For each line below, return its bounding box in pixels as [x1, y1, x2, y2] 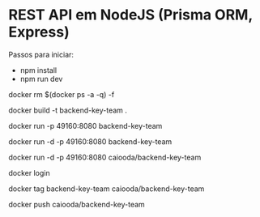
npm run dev [19, 74, 63, 83]
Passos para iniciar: [8, 49, 75, 59]
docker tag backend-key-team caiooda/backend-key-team [8, 184, 205, 194]
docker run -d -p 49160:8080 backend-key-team [8, 136, 173, 147]
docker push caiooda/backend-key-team [8, 199, 146, 209]
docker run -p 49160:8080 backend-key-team [8, 121, 163, 130]
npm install [19, 65, 58, 74]
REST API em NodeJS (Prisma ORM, [8, 6, 253, 24]
